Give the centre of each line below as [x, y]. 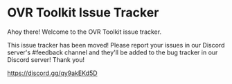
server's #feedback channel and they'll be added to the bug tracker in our [113, 52]
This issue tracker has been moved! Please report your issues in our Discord [116, 45]
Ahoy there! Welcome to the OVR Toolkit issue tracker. [84, 32]
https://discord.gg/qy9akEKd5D [53, 73]
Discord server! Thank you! [46, 59]
